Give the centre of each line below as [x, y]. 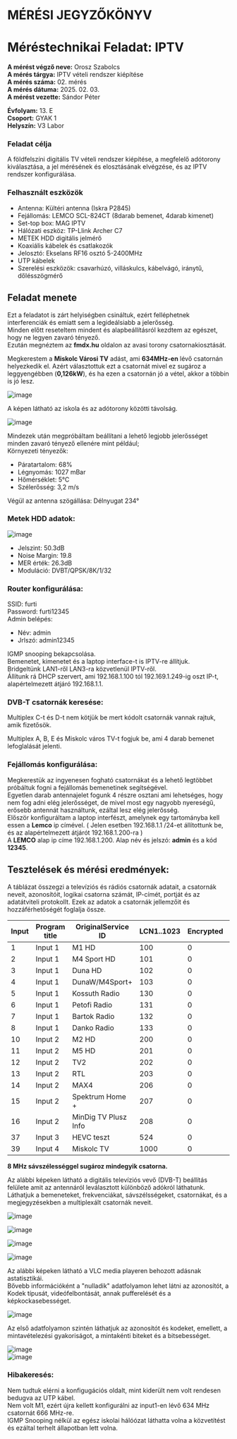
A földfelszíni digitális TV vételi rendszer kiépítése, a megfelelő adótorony [114, 160]
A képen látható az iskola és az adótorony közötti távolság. [92, 408]
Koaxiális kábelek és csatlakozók [65, 245]
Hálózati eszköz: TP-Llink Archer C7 [70, 230]
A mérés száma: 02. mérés [47, 82]
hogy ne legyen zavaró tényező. [54, 337]
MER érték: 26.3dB [45, 563]
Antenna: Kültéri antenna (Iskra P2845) [74, 208]
